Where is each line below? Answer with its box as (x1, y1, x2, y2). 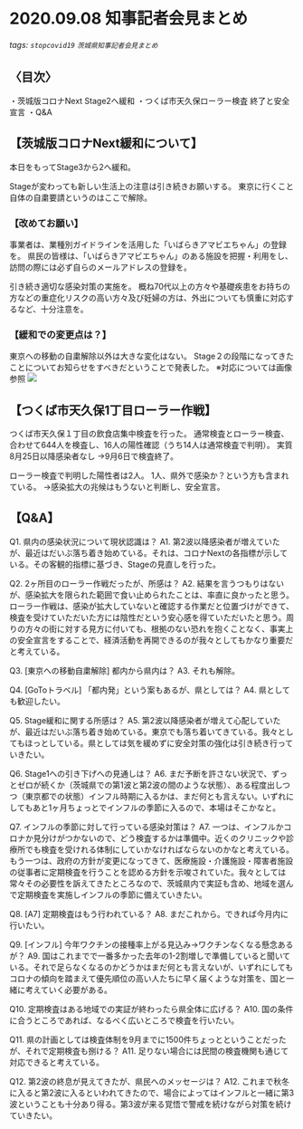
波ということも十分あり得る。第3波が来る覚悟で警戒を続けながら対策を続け (9, 1098, 292, 1109)
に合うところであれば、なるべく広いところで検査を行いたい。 (9, 1015, 240, 1026)
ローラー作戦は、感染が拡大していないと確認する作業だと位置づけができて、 (9, 600, 294, 611)
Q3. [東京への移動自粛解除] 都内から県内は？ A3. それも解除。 (9, 665, 241, 675)
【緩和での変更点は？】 (9, 328, 111, 340)
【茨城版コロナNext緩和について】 (9, 136, 204, 151)
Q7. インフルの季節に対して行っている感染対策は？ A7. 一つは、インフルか (9, 821, 284, 832)
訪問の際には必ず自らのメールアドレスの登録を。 (9, 262, 192, 273)
